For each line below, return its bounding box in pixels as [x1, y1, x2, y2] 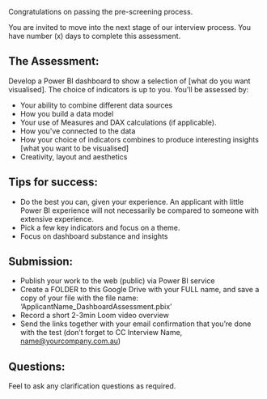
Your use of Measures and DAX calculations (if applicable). [19, 117, 217, 127]
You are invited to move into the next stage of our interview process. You [8, 23, 251, 32]
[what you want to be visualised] [19, 143, 129, 153]
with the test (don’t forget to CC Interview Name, [19, 328, 183, 337]
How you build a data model [19, 108, 114, 118]
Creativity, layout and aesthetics [19, 151, 128, 161]
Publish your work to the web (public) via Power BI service [19, 276, 215, 286]
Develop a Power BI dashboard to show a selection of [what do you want [8, 76, 251, 86]
